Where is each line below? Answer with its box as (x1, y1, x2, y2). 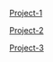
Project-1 (9, 8, 43, 18)
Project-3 (9, 42, 45, 53)
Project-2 (9, 25, 44, 35)
